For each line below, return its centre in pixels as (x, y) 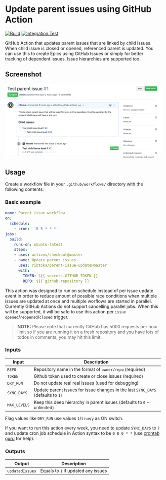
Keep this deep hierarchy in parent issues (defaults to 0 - (92, 402)
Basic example (23, 202)
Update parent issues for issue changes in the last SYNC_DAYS (95, 390)
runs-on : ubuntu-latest (39, 244)
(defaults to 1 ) (48, 395)
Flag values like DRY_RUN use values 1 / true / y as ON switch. (64, 419)
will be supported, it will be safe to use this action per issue (65, 311)
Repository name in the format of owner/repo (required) (90, 369)
